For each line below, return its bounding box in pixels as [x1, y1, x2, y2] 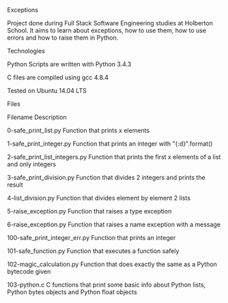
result [7, 181, 24, 189]
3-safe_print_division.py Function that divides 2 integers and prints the [7, 174, 206, 181]
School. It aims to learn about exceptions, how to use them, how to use [7, 27, 207, 34]
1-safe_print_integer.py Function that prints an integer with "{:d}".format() [7, 140, 213, 148]
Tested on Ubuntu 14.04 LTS [7, 87, 87, 94]
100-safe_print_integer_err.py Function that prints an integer [7, 234, 176, 241]
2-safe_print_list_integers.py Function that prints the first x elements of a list [7, 153, 221, 161]
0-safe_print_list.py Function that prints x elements [7, 127, 150, 134]
